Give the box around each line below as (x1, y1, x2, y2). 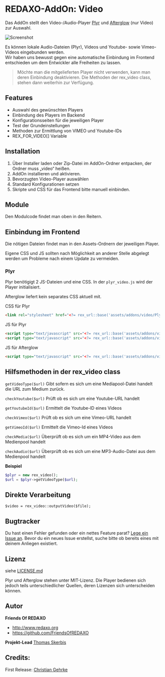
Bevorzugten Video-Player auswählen (12, 176, 89, 182)
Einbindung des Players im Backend (12, 112, 85, 118)
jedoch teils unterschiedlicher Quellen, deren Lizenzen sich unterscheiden (5, 582, 155, 588)
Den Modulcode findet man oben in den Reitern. (5, 214, 102, 220)
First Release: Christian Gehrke (5, 667, 68, 673)
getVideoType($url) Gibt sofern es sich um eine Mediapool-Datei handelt (5, 381, 153, 387)
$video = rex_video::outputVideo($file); (5, 504, 91, 509)
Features (5, 94, 33, 102)
